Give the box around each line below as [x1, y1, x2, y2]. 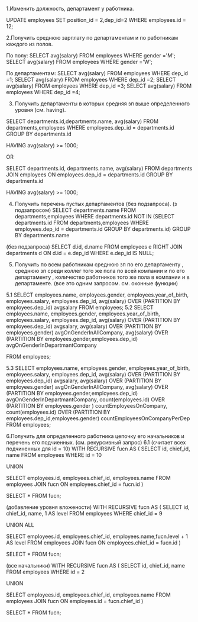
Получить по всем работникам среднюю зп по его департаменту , [14, 261, 184, 268]
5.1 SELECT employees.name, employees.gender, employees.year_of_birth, [6, 291, 189, 298]
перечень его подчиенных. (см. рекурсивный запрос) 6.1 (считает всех [6, 439, 186, 446]
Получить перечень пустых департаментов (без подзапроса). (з [14, 201, 177, 207]
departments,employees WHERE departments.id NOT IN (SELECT [14, 213, 175, 220]
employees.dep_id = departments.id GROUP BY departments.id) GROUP [14, 225, 191, 233]
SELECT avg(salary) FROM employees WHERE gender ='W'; [6, 59, 152, 65]
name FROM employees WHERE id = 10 [6, 452, 102, 458]
